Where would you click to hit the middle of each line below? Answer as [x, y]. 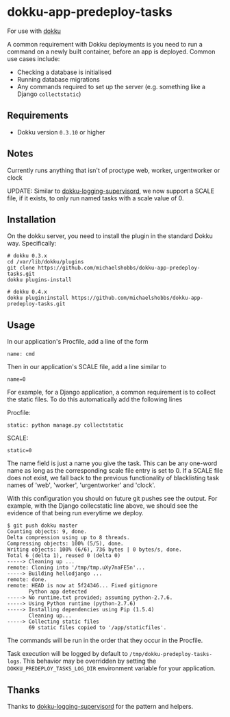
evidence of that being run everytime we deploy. [75, 513]
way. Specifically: [32, 244]
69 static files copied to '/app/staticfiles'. [98, 628]
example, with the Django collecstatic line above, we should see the [103, 506]
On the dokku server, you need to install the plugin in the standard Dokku [110, 236]
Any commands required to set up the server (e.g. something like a [111, 86]
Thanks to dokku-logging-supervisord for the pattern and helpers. [100, 706]
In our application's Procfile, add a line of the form [78, 342]
